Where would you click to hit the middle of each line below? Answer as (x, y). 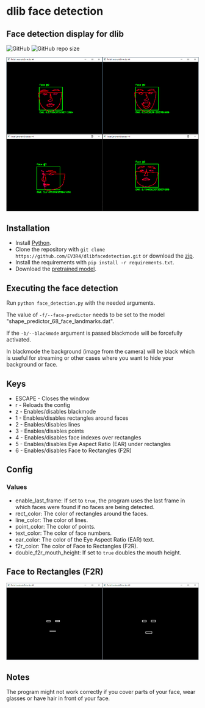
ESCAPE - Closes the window (52, 398)
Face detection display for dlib (65, 34)
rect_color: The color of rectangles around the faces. (81, 513)
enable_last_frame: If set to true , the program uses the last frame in (100, 501)
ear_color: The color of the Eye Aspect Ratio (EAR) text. (85, 539)
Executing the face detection (62, 288)
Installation (28, 228)
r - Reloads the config (42, 404)
